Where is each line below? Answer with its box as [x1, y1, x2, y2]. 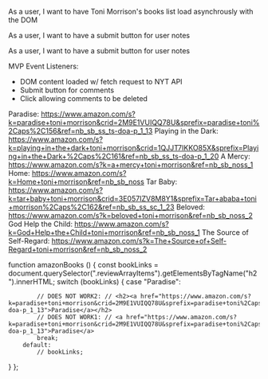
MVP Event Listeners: [8, 61, 79, 71]
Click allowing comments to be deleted [19, 94, 148, 103]
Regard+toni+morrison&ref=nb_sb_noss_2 [8, 244, 148, 254]
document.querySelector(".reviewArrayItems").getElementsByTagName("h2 [8, 268, 258, 278]
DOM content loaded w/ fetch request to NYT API [19, 77, 183, 86]
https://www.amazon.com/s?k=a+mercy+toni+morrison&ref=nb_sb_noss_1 [8, 160, 254, 170]
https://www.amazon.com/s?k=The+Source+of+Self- [51, 236, 227, 245]
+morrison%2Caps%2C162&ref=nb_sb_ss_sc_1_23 [8, 202, 175, 212]
